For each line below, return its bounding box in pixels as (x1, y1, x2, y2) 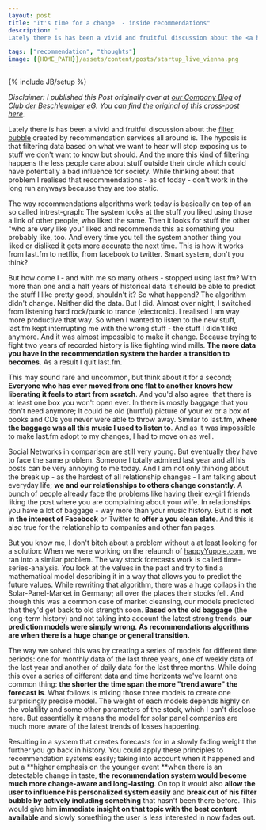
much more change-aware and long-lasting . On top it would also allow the (8, 779, 256, 788)
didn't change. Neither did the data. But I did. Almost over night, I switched (8, 299, 252, 307)
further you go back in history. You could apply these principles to (8, 745, 224, 755)
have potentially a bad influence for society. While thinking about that (8, 167, 234, 176)
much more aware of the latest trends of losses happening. (8, 721, 201, 731)
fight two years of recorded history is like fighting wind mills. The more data (8, 341, 256, 349)
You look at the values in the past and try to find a (61, 563, 224, 573)
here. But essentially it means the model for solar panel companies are (8, 714, 238, 722)
